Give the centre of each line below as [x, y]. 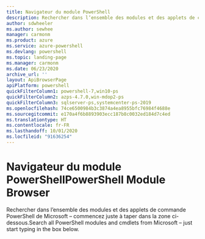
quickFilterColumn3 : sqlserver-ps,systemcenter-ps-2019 [79, 102]
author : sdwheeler [30, 23]
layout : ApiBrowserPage [37, 80]
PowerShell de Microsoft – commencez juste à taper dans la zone [88, 216]
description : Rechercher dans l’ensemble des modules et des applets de [101, 18]
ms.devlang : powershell [37, 52]
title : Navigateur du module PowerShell [59, 12]
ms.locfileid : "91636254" [39, 137]
